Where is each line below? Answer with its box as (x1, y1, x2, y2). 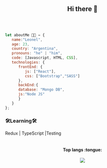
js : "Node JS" (18, 92, 45, 97)
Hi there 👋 (67, 5, 98, 13)
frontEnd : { (18, 64, 43, 69)
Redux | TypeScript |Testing (5, 130, 61, 136)
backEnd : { (18, 83, 38, 88)
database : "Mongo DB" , (18, 87, 65, 92)
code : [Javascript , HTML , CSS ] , (11, 55, 78, 60)
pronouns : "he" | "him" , (11, 51, 63, 56)
